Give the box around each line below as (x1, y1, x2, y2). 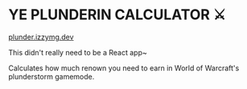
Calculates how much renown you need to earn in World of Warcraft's (8, 63, 240, 73)
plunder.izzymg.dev (8, 32, 74, 42)
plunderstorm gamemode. (8, 71, 95, 81)
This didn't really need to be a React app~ (8, 47, 147, 57)
